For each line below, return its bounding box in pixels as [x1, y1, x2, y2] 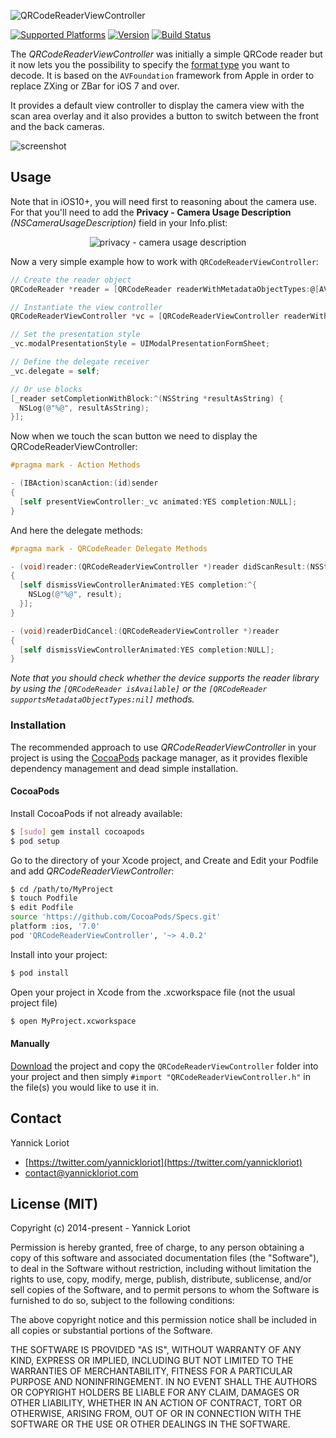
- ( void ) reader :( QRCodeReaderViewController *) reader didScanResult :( [10, 561, 311, 572]
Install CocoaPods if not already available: [10, 807, 183, 819]
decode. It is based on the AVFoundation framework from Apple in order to [10, 70, 315, 81]
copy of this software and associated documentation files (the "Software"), [10, 1252, 320, 1264]
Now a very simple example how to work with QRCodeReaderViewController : [10, 255, 319, 267]
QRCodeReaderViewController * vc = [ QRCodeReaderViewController [10, 311, 280, 322]
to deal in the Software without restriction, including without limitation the [10, 1263, 312, 1275]
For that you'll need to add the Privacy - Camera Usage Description [10, 206, 292, 218]
